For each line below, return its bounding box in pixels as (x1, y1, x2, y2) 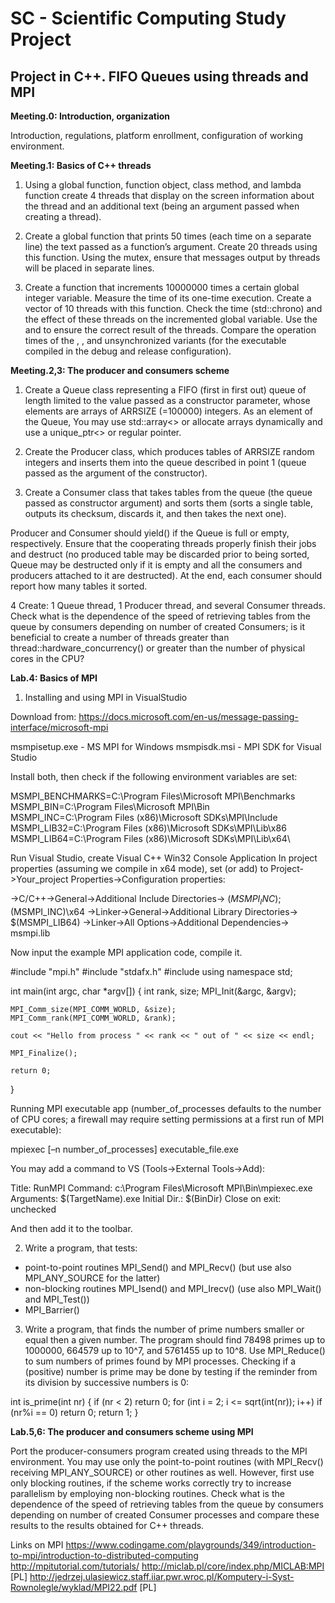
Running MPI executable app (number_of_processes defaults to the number (10, 1102, 322, 1114)
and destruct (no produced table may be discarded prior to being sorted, (10, 548, 310, 560)
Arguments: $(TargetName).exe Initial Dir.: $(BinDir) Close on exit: (10, 1192, 282, 1204)
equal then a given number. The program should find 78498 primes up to (24, 1333, 326, 1346)
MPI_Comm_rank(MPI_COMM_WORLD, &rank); (10, 1013, 177, 1023)
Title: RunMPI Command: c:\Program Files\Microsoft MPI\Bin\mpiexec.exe (10, 1182, 313, 1194)
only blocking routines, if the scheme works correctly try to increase (10, 1477, 292, 1489)
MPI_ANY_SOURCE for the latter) (24, 1272, 161, 1284)
